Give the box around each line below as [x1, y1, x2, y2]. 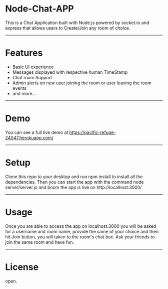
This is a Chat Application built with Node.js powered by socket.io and [5, 20, 149, 26]
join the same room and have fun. [5, 239, 74, 245]
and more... [12, 90, 36, 96]
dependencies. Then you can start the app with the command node [5, 179, 144, 185]
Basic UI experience [12, 64, 54, 70]
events [12, 85, 26, 91]
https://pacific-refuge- [69, 129, 116, 135]
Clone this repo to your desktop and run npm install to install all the [5, 174, 143, 180]
